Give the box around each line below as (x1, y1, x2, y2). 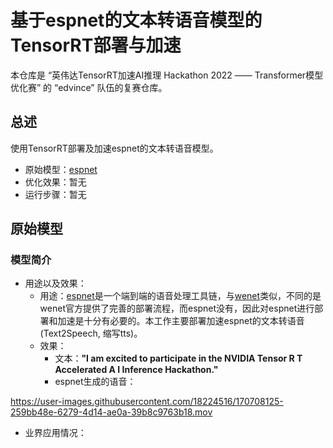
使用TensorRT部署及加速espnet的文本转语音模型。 (10, 142, 219, 154)
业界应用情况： (24, 427, 87, 439)
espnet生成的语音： (54, 376, 137, 388)
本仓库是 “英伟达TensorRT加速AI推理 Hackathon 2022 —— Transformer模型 (10, 69, 324, 81)
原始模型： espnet (24, 163, 98, 175)
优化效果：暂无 (24, 176, 87, 188)
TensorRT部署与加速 (10, 34, 182, 57)
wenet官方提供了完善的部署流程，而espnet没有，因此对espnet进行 (39, 302, 315, 315)
